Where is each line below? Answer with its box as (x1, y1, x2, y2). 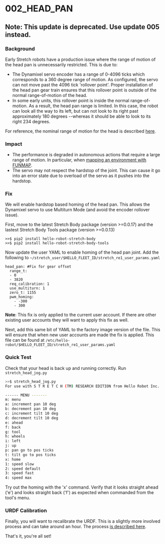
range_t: (9, 269, 28, 273)
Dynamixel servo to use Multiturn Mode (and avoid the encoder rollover (5, 207, 150, 213)
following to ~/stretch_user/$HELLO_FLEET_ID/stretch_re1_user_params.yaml (5, 255, 160, 261)
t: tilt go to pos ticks (5, 452, 56, 457)
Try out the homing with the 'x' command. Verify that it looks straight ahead (5, 484, 159, 490)
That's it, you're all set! (5, 533, 52, 539)
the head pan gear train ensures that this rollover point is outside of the (12, 87, 157, 93)
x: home (5, 457, 21, 462)
